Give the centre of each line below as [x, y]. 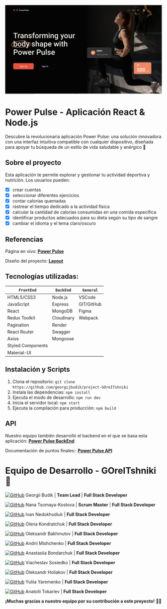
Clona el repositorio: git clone [44, 381]
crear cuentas [27, 190]
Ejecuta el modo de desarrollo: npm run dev [56, 397]
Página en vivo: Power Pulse [35, 251]
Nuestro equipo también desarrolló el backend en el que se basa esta [76, 435]
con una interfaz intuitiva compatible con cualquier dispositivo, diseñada [79, 142]
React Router [20, 332]
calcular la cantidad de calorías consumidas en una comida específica [84, 212]
